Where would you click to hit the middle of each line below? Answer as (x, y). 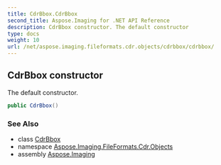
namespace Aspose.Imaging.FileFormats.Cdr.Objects (95, 147)
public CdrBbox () (33, 106)
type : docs (23, 34)
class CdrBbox (39, 139)
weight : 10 (23, 40)
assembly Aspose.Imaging (56, 154)
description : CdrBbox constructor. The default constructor (98, 27)
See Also (23, 123)
